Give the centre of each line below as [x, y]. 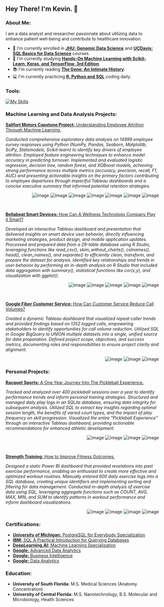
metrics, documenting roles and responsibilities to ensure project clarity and [82, 345]
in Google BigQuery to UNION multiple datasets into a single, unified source [82, 334]
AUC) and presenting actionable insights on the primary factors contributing [82, 176]
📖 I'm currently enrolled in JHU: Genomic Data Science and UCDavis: [82, 48]
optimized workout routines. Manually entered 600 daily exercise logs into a [82, 476]
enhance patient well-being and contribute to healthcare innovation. [74, 39]
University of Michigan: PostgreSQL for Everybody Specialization [79, 535]
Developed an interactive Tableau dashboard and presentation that [73, 229]
